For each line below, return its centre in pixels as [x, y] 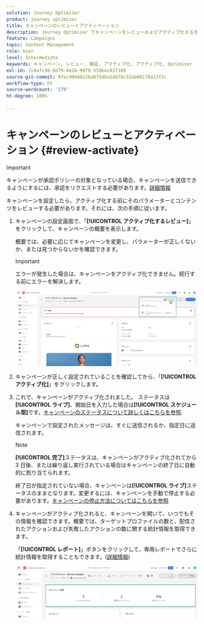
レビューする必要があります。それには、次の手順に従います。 [93, 208]
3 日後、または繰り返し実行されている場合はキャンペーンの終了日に [100, 465]
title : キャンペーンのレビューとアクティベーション [63, 25]
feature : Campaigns [31, 39]
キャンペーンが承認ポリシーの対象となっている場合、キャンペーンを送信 [96, 180]
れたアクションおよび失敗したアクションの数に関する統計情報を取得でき [105, 529]
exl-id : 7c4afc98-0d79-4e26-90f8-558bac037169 [66, 70]
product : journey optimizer [42, 19]
